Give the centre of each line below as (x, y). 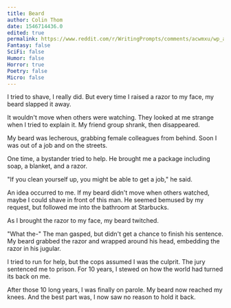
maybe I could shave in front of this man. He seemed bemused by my (106, 200)
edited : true (26, 33)
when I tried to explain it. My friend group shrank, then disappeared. (104, 125)
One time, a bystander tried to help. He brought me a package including (109, 159)
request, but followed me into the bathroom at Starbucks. (88, 208)
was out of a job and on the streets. (57, 146)
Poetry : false (27, 71)
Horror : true (26, 65)
